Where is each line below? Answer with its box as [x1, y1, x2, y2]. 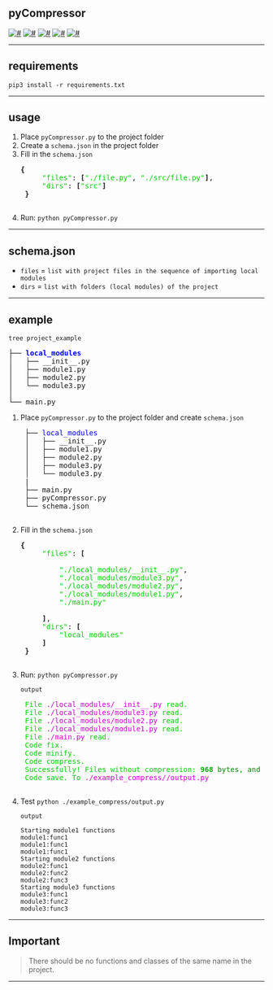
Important [8, 935, 60, 949]
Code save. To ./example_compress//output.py [24, 773, 210, 783]
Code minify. [24, 748, 77, 758]
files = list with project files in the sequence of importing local [19, 266, 258, 276]
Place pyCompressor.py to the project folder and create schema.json [19, 412, 244, 422]
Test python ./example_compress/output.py [19, 796, 165, 806]
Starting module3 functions [19, 883, 115, 892]
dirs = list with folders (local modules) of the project [19, 281, 219, 291]
